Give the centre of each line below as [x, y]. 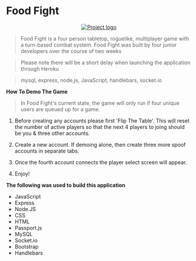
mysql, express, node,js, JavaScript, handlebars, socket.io [91, 80]
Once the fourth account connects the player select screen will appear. [101, 162]
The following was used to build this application [66, 185]
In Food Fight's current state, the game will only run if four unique [100, 103]
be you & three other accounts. [52, 133]
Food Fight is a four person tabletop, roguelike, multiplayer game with [105, 38]
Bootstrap [26, 246]
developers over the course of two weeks [71, 51]
